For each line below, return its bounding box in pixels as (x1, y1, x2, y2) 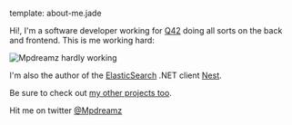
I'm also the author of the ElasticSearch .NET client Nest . (9, 70, 223, 81)
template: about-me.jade (9, 8, 102, 18)
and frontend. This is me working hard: (9, 35, 155, 45)
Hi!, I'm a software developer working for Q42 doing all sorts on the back (9, 25, 283, 35)
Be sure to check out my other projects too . (9, 88, 173, 98)
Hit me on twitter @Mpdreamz (9, 105, 123, 116)
